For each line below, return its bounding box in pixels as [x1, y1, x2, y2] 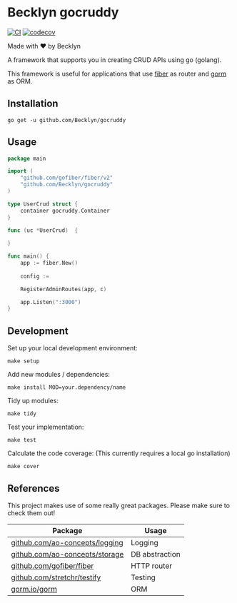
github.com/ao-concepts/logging [11, 537, 123, 547]
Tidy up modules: [7, 397, 59, 405]
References [7, 482, 60, 495]
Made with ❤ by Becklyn [7, 41, 81, 50]
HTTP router [131, 561, 173, 571]
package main [7, 155, 46, 162]
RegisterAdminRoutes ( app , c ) [20, 285, 107, 293]
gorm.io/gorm [11, 584, 57, 594]
